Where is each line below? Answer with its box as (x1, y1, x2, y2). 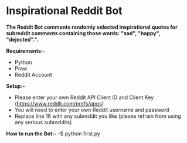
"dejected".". (6, 36, 39, 43)
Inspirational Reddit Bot (6, 4, 123, 18)
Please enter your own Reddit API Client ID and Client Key (14, 94, 154, 101)
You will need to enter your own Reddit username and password (14, 106, 169, 113)
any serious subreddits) (14, 118, 72, 125)
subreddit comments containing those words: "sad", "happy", (6, 29, 161, 36)
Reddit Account (14, 71, 52, 78)
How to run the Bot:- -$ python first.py (6, 130, 101, 137)
